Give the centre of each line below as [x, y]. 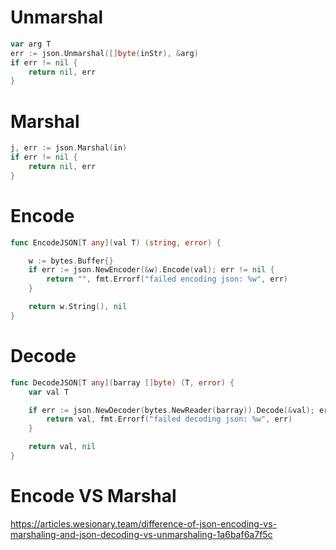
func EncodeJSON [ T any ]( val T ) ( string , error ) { [116, 242]
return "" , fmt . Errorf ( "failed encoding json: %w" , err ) [167, 279]
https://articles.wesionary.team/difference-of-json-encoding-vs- [144, 523]
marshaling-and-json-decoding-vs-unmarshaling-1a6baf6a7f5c [141, 534]
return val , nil [62, 447]
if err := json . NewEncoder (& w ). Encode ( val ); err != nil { [151, 270]
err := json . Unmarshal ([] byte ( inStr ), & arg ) [104, 53]
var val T [49, 392]
